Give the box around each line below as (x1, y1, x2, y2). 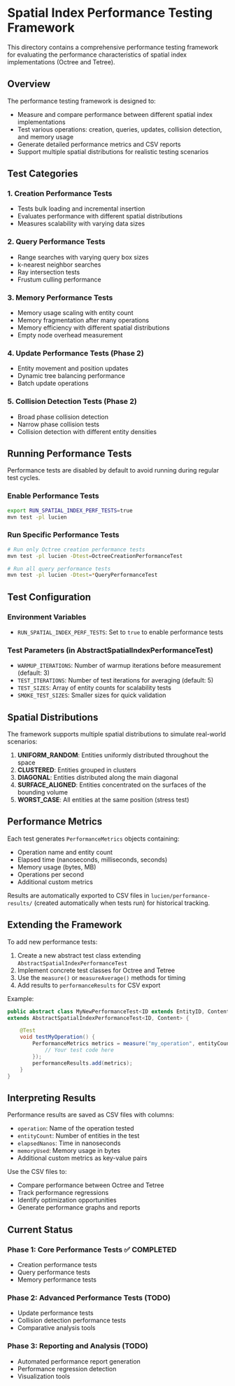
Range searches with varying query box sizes (17, 253, 149, 261)
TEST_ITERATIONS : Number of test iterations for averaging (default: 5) (17, 676, 214, 685)
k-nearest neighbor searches (17, 260, 101, 269)
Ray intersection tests (17, 267, 80, 276)
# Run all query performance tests (7, 565, 111, 572)
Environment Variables (7, 612, 87, 622)
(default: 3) (17, 668, 50, 677)
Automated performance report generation (17, 1357, 141, 1366)
